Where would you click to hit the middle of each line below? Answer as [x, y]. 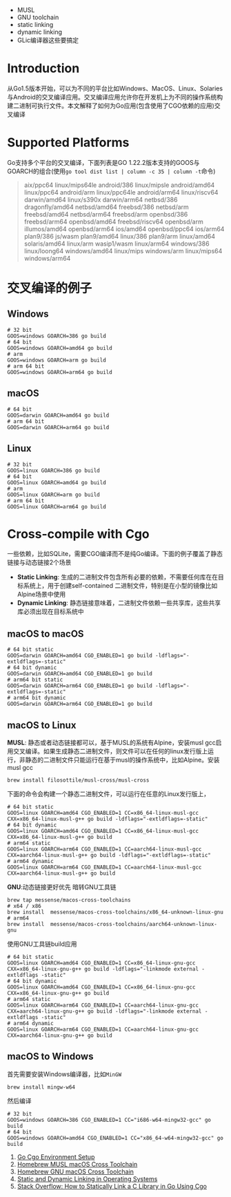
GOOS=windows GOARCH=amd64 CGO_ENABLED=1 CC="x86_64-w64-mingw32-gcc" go [115, 1138]
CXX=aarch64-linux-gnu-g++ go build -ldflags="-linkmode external [104, 1011]
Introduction [43, 69]
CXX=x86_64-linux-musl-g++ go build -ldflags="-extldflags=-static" [108, 819]
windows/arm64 [47, 258]
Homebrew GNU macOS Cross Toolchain [76, 1171]
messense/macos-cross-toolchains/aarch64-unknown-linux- [134, 924]
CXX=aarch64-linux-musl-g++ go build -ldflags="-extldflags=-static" [109, 855]
